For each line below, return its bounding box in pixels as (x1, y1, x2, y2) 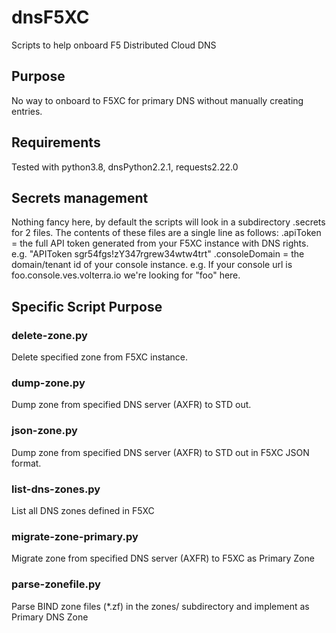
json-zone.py (11, 424, 78, 438)
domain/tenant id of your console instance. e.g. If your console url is (11, 259, 293, 271)
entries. (11, 105, 43, 117)
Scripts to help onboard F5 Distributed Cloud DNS (11, 39, 217, 51)
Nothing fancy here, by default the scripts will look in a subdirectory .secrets (11, 216, 326, 228)
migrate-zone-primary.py (11, 529, 139, 543)
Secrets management (11, 189, 149, 206)
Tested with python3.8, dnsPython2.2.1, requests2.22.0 (11, 161, 239, 173)
